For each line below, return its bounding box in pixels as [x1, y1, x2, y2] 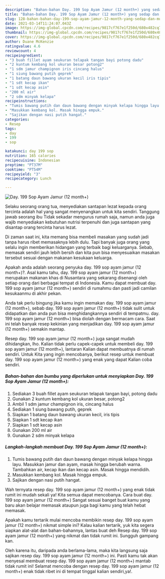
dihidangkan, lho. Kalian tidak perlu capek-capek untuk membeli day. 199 [5, 341, 153, 347]
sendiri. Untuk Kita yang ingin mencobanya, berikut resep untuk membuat [5, 351, 155, 357]
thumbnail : [5, 30, 27, 35]
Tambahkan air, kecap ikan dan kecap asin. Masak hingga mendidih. [12, 467, 151, 473]
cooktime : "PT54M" [5, 167, 43, 172]
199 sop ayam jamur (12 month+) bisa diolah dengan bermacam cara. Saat [5, 316, 156, 322]
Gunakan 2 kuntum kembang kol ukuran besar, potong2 [12, 396, 125, 402]
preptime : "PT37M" [5, 162, 43, 167]
